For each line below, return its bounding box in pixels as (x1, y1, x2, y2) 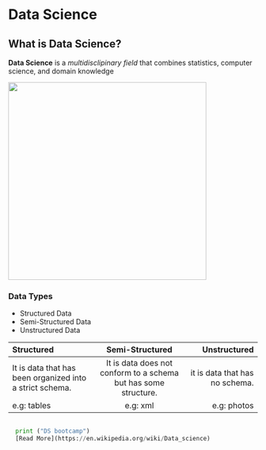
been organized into (12, 372, 87, 384)
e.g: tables (12, 400, 51, 411)
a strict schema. (12, 382, 72, 393)
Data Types (8, 290, 53, 301)
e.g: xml (124, 400, 154, 411)
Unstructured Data (19, 326, 81, 335)
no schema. (210, 377, 254, 388)
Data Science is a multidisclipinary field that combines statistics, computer (8, 58, 253, 67)
